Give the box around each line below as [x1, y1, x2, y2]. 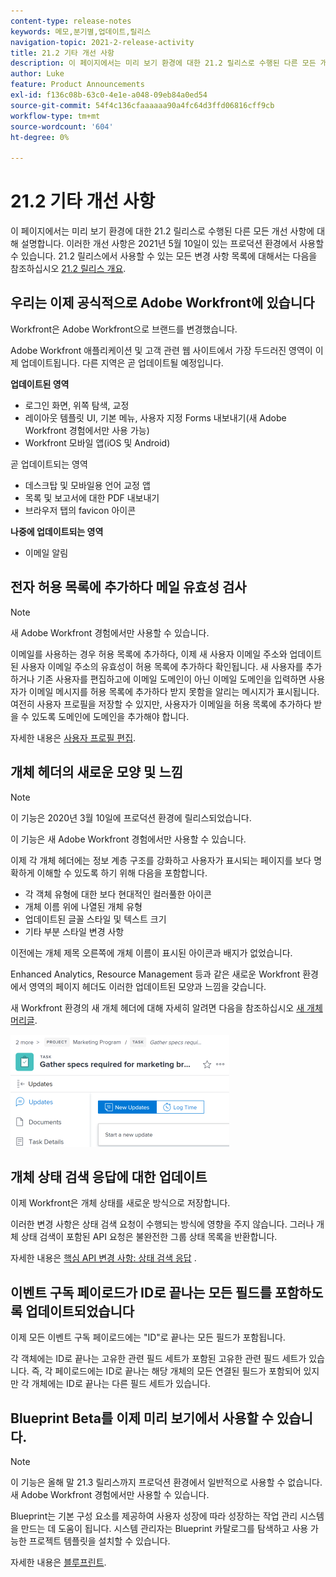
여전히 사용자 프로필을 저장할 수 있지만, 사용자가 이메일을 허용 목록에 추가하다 [10, 698, 312, 710]
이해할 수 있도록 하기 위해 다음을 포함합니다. [36, 866, 208, 879]
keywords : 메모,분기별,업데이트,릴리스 [10, 26, 152, 37]
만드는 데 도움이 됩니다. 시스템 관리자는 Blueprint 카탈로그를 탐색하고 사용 [20, 1522, 309, 1534]
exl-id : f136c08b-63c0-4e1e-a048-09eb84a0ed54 [10, 90, 208, 100]
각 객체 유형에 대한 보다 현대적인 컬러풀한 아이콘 [24, 888, 212, 900]
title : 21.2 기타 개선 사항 [10, 48, 115, 58]
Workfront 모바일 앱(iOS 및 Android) [24, 436, 171, 449]
